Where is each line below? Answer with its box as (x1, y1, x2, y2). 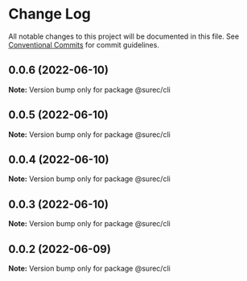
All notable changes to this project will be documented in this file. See (8, 31, 240, 41)
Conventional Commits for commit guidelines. (8, 39, 159, 49)
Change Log (8, 5, 91, 23)
